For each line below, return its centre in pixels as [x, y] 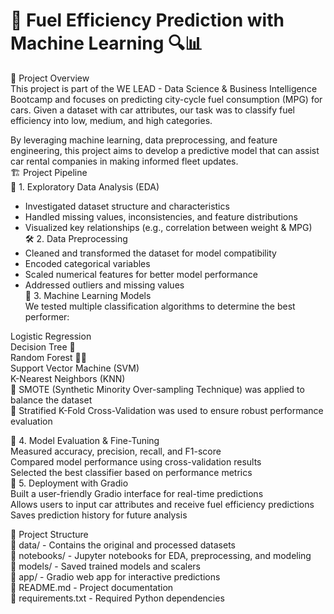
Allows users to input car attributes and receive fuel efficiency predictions [162, 504]
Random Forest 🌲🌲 [48, 357]
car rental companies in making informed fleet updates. [124, 161]
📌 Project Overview [50, 78]
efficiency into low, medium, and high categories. [111, 120]
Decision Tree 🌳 [43, 346]
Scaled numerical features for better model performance [141, 274]
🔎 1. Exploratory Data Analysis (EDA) [85, 186]
